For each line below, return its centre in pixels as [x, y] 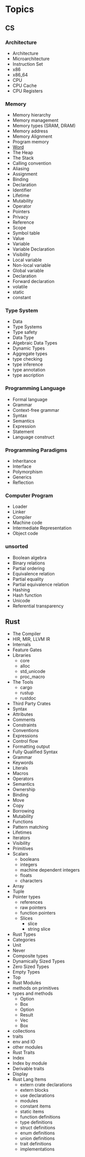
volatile [20, 287]
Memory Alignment [32, 136]
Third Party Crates [32, 704]
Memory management [35, 120]
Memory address [30, 131]
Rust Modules [27, 983]
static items [32, 1112]
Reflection [23, 483]
